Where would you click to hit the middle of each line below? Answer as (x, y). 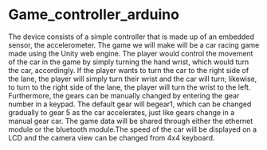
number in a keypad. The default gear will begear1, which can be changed (130, 104)
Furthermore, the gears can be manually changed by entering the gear (124, 95)
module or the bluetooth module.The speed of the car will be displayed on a (133, 129)
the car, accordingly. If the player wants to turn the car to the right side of (129, 70)
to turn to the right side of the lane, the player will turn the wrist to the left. (130, 87)
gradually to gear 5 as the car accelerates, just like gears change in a (122, 112)
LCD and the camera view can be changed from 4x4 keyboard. (112, 137)
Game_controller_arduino (94, 15)
